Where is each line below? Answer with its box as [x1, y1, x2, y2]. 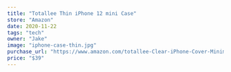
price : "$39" [7, 55, 45, 62]
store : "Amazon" [7, 16, 54, 23]
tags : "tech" [7, 29, 45, 36]
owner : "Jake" [7, 36, 48, 43]
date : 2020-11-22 [7, 23, 57, 29]
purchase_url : [7, 49, 48, 56]
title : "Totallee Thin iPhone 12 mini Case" [7, 10, 137, 17]
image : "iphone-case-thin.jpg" [7, 42, 97, 49]
